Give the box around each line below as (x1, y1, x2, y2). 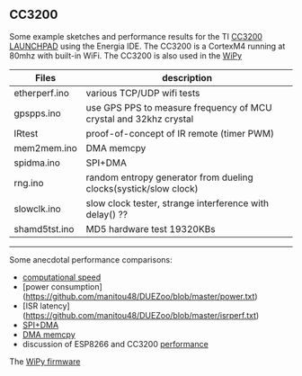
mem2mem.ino (13, 141, 78, 154)
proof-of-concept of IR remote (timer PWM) (85, 127, 275, 139)
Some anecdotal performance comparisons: (9, 254, 173, 264)
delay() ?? (85, 208, 129, 220)
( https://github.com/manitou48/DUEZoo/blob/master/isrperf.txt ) (22, 309, 260, 320)
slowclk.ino (13, 202, 61, 215)
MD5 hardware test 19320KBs (85, 222, 216, 235)
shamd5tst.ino (13, 222, 75, 235)
